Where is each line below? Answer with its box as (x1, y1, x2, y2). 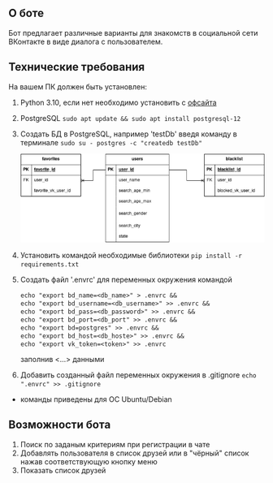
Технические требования (8, 60, 145, 74)
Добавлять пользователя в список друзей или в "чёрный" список (19, 448, 249, 458)
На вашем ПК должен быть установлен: (8, 81, 148, 92)
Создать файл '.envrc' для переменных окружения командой (19, 275, 233, 285)
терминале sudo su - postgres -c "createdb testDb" (19, 137, 203, 147)
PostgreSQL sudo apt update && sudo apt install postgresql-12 (19, 113, 241, 123)
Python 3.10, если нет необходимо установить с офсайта (19, 97, 217, 107)
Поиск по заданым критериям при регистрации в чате (19, 439, 210, 449)
